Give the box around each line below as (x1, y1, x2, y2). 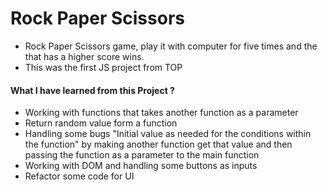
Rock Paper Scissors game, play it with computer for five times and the (24, 40, 318, 52)
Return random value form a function (24, 117, 178, 129)
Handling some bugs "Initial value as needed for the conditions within (24, 128, 312, 140)
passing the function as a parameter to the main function (24, 149, 260, 161)
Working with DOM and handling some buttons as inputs (24, 160, 258, 172)
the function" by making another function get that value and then (24, 138, 293, 151)
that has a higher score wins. (24, 50, 145, 62)
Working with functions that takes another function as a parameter (24, 107, 299, 119)
